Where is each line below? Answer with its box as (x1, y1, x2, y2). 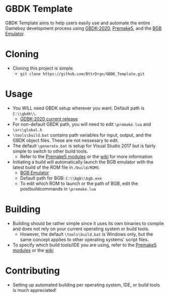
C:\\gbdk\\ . (12, 110, 37, 117)
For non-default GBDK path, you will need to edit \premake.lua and (12, 121, 151, 127)
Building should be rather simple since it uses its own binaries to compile (12, 220, 164, 226)
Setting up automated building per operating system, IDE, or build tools (12, 282, 160, 288)
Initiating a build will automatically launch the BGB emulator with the (12, 159, 154, 165)
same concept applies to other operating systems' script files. (20, 236, 149, 242)
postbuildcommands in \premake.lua (20, 185, 96, 192)
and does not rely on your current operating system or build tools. (12, 226, 150, 232)
